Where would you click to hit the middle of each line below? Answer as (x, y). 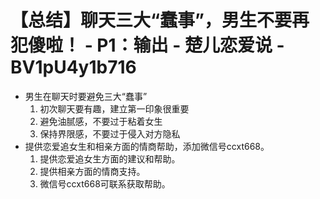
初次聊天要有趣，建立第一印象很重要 (114, 108)
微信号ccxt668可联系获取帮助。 (105, 183)
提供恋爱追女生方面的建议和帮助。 (110, 158)
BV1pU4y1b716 (73, 67)
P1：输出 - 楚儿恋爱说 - (190, 45)
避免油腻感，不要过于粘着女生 (101, 121)
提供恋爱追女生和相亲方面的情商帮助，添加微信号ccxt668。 (147, 146)
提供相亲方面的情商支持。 (92, 171)
